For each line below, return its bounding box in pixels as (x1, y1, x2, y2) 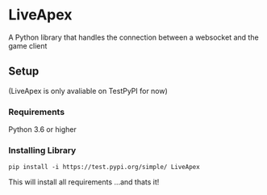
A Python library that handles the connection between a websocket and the (8, 32, 260, 42)
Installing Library (8, 144, 77, 155)
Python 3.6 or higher (8, 125, 77, 134)
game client (8, 40, 48, 50)
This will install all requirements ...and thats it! (8, 177, 160, 187)
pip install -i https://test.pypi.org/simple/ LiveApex (8, 163, 200, 172)
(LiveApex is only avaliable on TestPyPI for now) (8, 86, 168, 95)
